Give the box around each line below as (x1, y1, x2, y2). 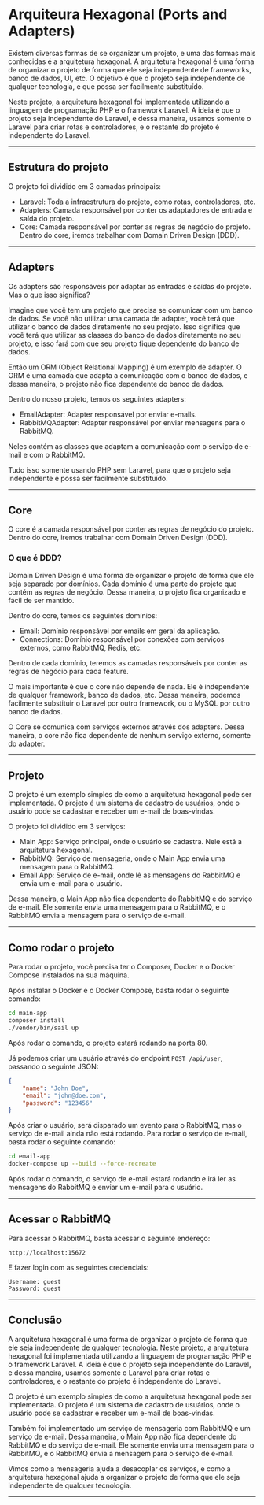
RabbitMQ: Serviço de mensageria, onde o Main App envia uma (19, 854, 225, 863)
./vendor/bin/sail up (8, 1024, 79, 1032)
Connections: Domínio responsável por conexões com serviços (19, 634, 225, 643)
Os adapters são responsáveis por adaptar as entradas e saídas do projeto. (8, 281, 251, 291)
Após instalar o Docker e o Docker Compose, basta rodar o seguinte (8, 986, 229, 995)
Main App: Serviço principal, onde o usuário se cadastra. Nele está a (19, 837, 242, 847)
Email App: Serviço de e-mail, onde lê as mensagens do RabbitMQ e (19, 870, 241, 880)
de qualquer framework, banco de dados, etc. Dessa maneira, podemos (8, 690, 241, 699)
